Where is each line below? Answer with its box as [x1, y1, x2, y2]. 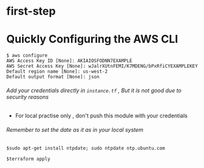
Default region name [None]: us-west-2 [6, 68, 108, 75]
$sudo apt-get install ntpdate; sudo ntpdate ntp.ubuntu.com [6, 145, 166, 151]
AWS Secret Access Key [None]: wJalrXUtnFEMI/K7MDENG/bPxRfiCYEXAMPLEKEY [6, 63, 199, 70]
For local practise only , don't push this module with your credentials [15, 112, 188, 120]
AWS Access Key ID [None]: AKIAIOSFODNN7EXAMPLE [6, 58, 133, 64]
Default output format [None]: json [6, 74, 100, 80]
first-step [6, 4, 56, 18]
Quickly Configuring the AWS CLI [6, 32, 178, 46]
